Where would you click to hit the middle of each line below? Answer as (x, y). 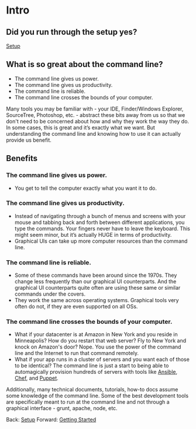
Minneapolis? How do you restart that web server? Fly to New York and (100, 341)
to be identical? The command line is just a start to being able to (92, 366)
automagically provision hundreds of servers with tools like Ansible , (96, 372)
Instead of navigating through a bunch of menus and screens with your (100, 216)
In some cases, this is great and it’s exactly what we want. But (80, 128)
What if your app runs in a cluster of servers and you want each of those (102, 360)
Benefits (22, 158)
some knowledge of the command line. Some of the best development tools (97, 396)
